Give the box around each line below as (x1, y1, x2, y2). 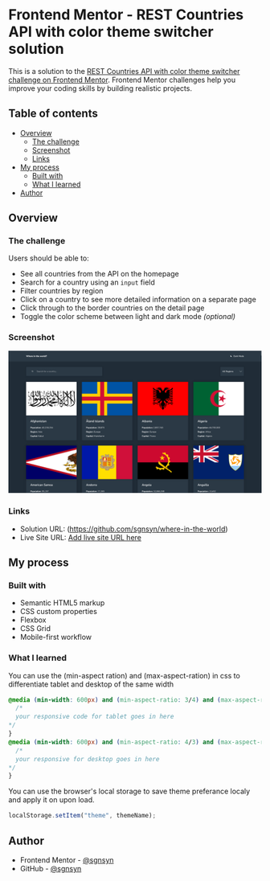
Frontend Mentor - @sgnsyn (19, 854, 114, 865)
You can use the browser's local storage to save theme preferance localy (8, 786, 251, 797)
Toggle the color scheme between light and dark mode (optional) (19, 312, 235, 322)
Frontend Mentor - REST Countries (8, 6, 244, 24)
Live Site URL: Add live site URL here (19, 532, 142, 542)
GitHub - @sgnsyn (19, 863, 82, 873)
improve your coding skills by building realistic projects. (8, 83, 193, 93)
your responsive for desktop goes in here (15, 755, 160, 763)
